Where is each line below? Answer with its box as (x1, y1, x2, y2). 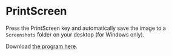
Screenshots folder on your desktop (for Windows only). (5, 30, 145, 38)
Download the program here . (5, 43, 78, 50)
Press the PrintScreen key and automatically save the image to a (5, 24, 166, 32)
